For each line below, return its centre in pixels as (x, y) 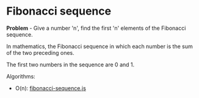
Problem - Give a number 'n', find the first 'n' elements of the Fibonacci (96, 28)
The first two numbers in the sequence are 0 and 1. (71, 65)
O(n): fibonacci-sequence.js (51, 88)
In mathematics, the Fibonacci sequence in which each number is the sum (100, 46)
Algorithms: (21, 76)
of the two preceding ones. (40, 52)
